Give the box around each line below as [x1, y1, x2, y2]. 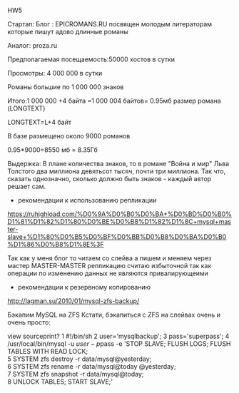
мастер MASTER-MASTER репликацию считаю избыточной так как [7, 262, 212, 270]
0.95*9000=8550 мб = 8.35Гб [7, 146, 98, 154]
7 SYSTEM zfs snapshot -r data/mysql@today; [7, 370, 144, 378]
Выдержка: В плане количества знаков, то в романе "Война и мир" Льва [7, 160, 230, 168]
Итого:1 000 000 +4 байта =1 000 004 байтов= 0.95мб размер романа [7, 96, 221, 105]
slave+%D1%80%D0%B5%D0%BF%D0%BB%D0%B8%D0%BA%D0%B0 [7, 233, 227, 241]
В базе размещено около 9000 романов [7, 132, 131, 140]
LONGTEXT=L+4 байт [7, 118, 72, 126]
